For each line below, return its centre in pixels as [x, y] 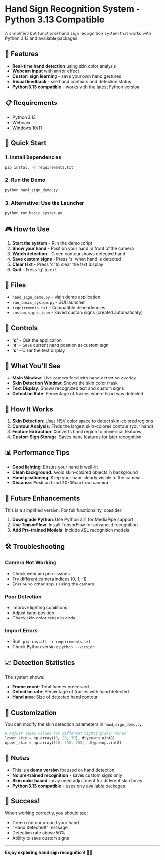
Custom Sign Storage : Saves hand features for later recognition [77, 437]
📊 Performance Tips [37, 453]
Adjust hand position [33, 613]
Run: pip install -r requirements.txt [52, 641]
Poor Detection [23, 596]
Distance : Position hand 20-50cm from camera [60, 483]
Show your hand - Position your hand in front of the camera [73, 249]
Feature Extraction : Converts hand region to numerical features [77, 431]
